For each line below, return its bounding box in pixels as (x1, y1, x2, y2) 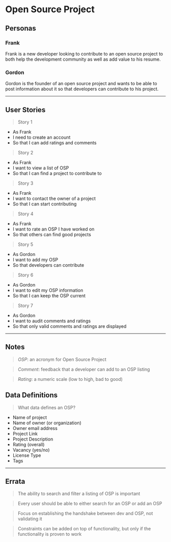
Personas (5, 24, 37, 33)
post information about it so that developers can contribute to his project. (5, 86, 159, 92)
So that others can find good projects (12, 231, 92, 238)
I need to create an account (12, 134, 71, 140)
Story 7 (17, 302, 33, 308)
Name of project (12, 414, 47, 420)
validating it (17, 516, 42, 522)
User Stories (5, 106, 46, 114)
